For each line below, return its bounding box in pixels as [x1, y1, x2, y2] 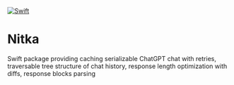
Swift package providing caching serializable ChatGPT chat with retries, [7, 54, 217, 63]
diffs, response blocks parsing [7, 69, 95, 77]
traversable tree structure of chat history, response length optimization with [7, 62, 228, 70]
